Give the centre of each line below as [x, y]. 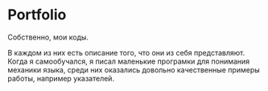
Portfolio [37, 15]
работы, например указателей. [61, 78]
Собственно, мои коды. [48, 37]
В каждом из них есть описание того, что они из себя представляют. [126, 52]
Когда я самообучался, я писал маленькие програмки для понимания [129, 61]
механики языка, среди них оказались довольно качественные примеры [134, 69]
